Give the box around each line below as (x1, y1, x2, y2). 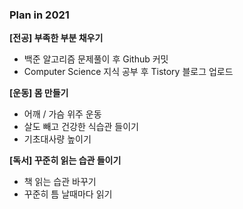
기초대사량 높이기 (23, 133, 92, 145)
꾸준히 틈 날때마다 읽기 (23, 188, 113, 200)
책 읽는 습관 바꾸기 (23, 176, 97, 188)
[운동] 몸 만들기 (9, 87, 69, 99)
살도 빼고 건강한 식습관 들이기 (23, 121, 139, 133)
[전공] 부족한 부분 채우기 (9, 32, 104, 44)
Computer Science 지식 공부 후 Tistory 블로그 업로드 (23, 66, 234, 78)
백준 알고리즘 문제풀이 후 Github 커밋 (23, 53, 169, 65)
